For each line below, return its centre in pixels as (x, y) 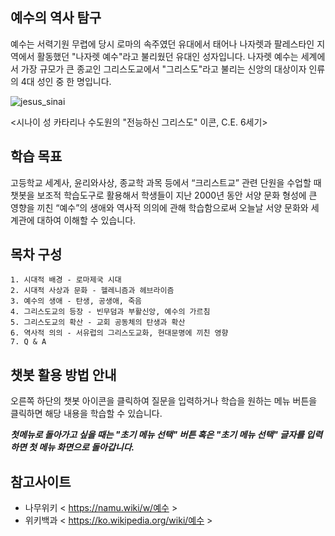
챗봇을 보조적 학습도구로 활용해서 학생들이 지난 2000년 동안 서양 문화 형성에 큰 (164, 195)
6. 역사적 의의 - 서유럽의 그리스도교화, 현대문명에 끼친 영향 (119, 333)
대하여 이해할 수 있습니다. (86, 220)
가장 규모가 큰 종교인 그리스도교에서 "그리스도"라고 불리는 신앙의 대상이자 (163, 69)
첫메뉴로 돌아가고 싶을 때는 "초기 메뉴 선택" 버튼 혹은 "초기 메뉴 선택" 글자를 (157, 435)
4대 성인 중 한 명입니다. (66, 81)
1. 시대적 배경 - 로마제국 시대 (66, 280)
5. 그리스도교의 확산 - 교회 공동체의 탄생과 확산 (98, 323)
